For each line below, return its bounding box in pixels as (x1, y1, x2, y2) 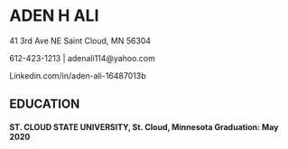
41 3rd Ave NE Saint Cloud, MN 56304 (9, 35, 152, 46)
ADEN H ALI (9, 5, 99, 26)
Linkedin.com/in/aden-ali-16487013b (9, 70, 146, 81)
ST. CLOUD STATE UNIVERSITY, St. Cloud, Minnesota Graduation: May (9, 121, 279, 132)
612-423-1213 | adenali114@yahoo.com (9, 52, 156, 63)
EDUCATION (9, 97, 80, 112)
